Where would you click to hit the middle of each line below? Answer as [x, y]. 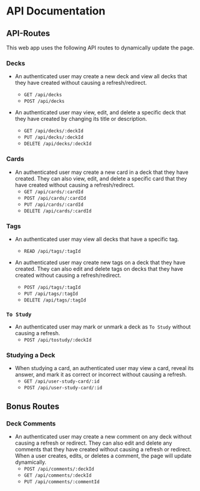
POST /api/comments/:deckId [59, 469]
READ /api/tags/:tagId [52, 251]
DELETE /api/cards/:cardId [58, 211]
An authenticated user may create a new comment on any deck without [103, 437]
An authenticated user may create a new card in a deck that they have [102, 172]
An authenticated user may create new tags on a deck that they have [100, 262]
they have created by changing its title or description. [81, 119]
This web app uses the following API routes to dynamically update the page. [100, 48]
